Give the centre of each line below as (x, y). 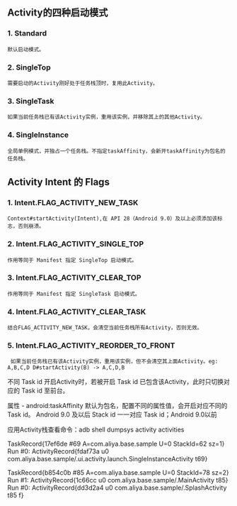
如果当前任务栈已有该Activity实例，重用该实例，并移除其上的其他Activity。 (106, 117)
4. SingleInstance (38, 135)
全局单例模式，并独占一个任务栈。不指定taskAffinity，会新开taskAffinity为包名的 (116, 151)
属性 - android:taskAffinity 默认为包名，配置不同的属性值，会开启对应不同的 (117, 406)
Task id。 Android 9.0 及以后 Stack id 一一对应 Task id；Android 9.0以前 (112, 414)
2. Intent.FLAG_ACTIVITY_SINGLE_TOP (76, 244)
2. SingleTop (29, 67)
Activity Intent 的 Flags (58, 182)
